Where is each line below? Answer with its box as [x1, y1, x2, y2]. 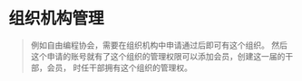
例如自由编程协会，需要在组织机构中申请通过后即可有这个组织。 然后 [30, 40, 287, 50]
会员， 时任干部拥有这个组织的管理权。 [46, 62, 192, 73]
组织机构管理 [8, 8, 105, 29]
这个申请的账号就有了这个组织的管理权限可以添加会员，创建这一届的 [30, 50, 286, 61]
